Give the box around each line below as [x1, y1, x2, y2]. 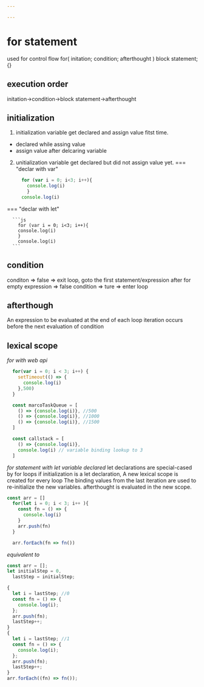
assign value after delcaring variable [15, 147, 107, 155]
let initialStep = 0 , [7, 568, 62, 574]
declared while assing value [15, 141, 86, 148]
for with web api [7, 357, 48, 364]
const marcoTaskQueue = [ [12, 402, 78, 408]
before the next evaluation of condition [7, 323, 104, 330]
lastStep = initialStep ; [12, 574, 75, 580]
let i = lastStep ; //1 [12, 636, 70, 642]
